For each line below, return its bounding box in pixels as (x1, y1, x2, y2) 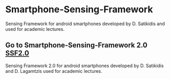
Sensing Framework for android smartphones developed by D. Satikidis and (5, 21, 165, 27)
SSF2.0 (5, 49, 29, 57)
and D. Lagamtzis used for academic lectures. (5, 68, 103, 74)
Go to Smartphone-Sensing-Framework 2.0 (5, 41, 148, 50)
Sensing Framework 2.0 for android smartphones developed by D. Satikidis (5, 63, 164, 69)
